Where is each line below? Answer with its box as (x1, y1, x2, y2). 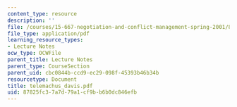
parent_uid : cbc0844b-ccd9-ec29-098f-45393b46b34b (7, 69, 159, 76)
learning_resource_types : (7, 37, 83, 44)
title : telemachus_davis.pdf (7, 82, 93, 89)
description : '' (7, 17, 55, 24)
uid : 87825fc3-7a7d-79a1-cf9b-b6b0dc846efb (7, 89, 138, 96)
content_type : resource (7, 10, 78, 18)
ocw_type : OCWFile (7, 50, 61, 57)
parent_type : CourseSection (7, 63, 90, 70)
